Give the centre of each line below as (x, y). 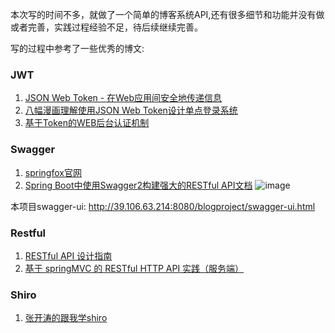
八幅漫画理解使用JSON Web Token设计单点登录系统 (131, 110)
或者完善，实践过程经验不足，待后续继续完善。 (106, 27)
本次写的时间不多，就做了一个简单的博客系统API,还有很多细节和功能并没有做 (167, 14)
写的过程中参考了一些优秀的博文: (77, 48)
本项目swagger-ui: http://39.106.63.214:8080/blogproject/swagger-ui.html (163, 206)
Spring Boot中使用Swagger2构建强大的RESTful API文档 (138, 185)
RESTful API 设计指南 (68, 255)
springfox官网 (53, 172)
